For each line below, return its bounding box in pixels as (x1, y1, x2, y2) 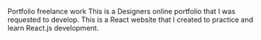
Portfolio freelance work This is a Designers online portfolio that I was (7, 7, 236, 16)
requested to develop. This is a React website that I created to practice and (7, 15, 254, 24)
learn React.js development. (7, 24, 99, 32)
